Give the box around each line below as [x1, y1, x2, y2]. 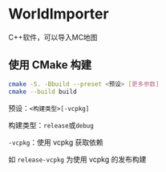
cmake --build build [8, 88, 78, 96]
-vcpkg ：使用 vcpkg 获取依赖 [8, 137, 103, 147]
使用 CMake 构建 [8, 58, 92, 72]
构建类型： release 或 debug [8, 120, 94, 129]
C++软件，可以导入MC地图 [8, 32, 98, 42]
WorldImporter [8, 5, 110, 23]
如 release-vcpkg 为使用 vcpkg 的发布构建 [8, 154, 147, 164]
